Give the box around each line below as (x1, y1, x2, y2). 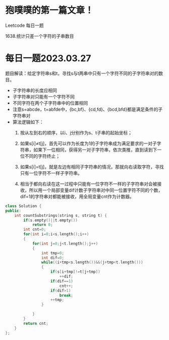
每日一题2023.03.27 (5, 53, 91, 64)
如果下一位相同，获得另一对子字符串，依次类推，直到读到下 (33, 147, 157, 153)
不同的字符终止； (24, 153, 61, 159)
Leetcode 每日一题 (5, 22, 44, 28)
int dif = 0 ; (41, 255, 65, 260)
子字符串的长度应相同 (12, 87, 57, 93)
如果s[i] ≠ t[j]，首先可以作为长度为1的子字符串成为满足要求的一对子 (20, 140, 157, 147)
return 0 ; (32, 222, 53, 227)
